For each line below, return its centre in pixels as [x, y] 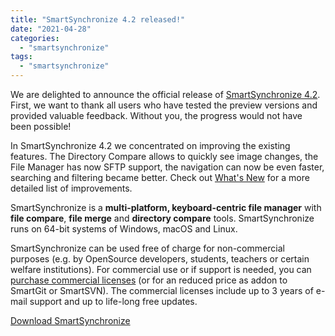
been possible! [41, 126]
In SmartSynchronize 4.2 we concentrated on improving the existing [150, 145]
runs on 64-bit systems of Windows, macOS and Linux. [124, 229]
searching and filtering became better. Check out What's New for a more [160, 177]
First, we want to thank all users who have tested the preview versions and [164, 105]
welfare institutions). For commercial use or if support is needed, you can [161, 269]
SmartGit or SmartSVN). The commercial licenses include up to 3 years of [162, 290]
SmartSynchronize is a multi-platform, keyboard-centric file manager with [166, 207]
